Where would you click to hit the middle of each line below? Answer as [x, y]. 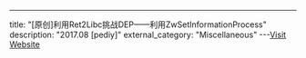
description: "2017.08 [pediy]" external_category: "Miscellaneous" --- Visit [148, 34]
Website [25, 44]
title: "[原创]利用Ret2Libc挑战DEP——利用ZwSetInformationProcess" [138, 24]
